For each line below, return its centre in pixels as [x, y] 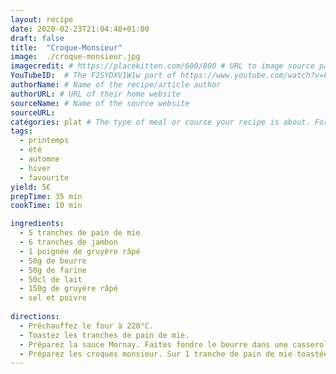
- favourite [44, 177]
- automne [39, 159]
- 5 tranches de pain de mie [80, 233]
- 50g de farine [53, 270]
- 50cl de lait [51, 279]
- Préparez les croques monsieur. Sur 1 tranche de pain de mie [156, 354]
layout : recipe [42, 19]
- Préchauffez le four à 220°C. [87, 326]
